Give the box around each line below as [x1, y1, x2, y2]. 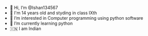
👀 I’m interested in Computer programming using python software [9, 15, 144, 21]
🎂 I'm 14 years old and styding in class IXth [9, 10, 97, 16]
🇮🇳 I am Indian [9, 26, 41, 32]
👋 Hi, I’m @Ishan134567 [9, 5, 58, 10]
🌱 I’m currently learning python [9, 20, 73, 26]
